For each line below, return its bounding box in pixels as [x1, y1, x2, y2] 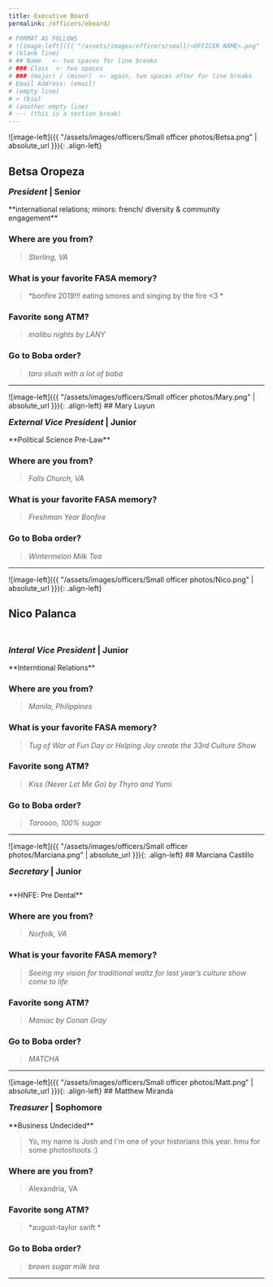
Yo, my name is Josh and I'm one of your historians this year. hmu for [28, 1136, 261, 1146]
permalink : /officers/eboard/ [8, 20, 111, 28]
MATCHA [28, 1054, 59, 1064]
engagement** [8, 213, 58, 223]
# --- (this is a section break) [8, 110, 122, 118]
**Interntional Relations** [8, 663, 96, 672]
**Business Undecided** [8, 1120, 94, 1130]
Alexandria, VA [28, 1184, 79, 1193]
